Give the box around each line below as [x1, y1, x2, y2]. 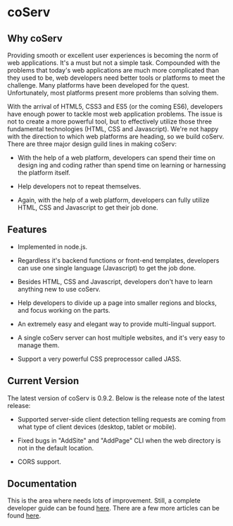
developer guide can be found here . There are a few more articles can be [7, 504, 220, 513]
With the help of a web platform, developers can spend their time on [17, 153, 216, 162]
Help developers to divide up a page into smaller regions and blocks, [17, 298, 217, 307]
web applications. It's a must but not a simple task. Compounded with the [7, 59, 220, 67]
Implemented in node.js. [17, 242, 88, 251]
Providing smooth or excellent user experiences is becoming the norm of [7, 51, 219, 59]
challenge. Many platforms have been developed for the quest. [7, 81, 190, 89]
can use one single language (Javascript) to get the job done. [17, 263, 196, 272]
